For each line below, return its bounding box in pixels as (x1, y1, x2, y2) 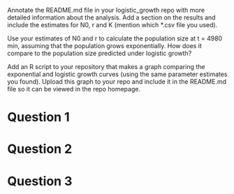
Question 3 (7, 173, 73, 189)
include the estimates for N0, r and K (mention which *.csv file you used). (7, 21, 218, 29)
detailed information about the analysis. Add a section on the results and (7, 13, 216, 22)
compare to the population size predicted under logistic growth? (7, 49, 192, 57)
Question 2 (7, 141, 73, 157)
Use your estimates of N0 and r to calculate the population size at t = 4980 (7, 34, 223, 43)
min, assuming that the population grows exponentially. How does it (7, 42, 203, 50)
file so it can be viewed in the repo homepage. (7, 85, 141, 93)
